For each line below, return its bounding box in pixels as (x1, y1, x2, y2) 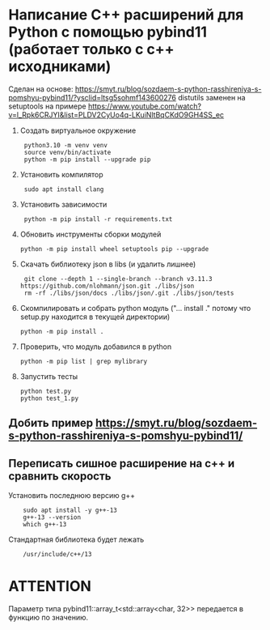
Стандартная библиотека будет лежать (8, 534, 145, 544)
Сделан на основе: (8, 83, 74, 94)
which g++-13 (23, 521, 67, 529)
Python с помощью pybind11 (8, 23, 208, 41)
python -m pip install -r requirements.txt (23, 215, 173, 223)
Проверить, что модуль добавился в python (19, 342, 172, 351)
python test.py (19, 387, 72, 395)
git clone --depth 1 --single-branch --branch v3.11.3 (23, 275, 213, 283)
